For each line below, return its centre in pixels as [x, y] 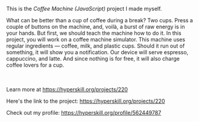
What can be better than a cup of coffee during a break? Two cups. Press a [99, 20]
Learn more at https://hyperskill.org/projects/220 [67, 89]
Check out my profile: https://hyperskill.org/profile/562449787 [84, 113]
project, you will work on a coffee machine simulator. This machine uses [96, 39]
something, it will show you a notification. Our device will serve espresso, [97, 52]
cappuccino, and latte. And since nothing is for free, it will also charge [93, 59]
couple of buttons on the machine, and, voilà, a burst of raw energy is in [96, 27]
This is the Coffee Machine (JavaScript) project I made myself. [84, 9]
